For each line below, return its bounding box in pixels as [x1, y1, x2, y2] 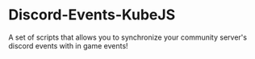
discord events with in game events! [8, 40, 128, 50]
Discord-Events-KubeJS [8, 6, 176, 24]
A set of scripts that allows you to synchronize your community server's [8, 32, 248, 42]
